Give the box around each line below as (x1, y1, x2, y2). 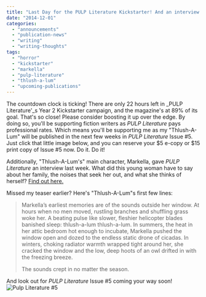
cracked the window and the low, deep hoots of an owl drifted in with (21, 247, 197, 254)
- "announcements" (12, 26, 60, 33)
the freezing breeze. (21, 253, 73, 261)
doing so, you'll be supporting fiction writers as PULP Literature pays (6, 120, 181, 127)
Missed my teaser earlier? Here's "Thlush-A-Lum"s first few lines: (6, 189, 173, 197)
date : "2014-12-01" (6, 15, 57, 21)
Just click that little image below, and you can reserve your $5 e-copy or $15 (6, 140, 200, 146)
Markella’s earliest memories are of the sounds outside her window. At (21, 201, 200, 208)
